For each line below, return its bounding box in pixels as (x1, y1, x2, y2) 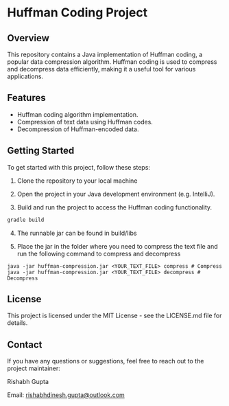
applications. (7, 72, 43, 80)
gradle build (7, 216, 45, 223)
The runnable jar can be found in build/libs (16, 229, 137, 237)
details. (7, 319, 28, 327)
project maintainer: (7, 364, 60, 372)
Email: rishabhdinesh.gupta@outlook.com (7, 391, 125, 399)
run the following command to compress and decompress (16, 249, 181, 258)
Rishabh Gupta (7, 378, 49, 386)
